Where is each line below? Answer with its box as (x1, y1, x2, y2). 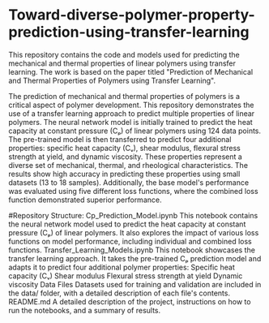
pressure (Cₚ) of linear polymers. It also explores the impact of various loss (8, 227, 259, 237)
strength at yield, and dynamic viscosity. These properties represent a (8, 152, 243, 161)
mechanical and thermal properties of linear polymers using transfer (8, 58, 237, 68)
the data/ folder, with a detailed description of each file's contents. (8, 288, 231, 298)
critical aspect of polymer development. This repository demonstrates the (8, 100, 254, 110)
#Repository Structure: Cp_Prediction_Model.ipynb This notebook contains (8, 210, 258, 220)
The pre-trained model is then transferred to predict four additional (8, 134, 232, 144)
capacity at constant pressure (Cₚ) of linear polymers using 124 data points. (8, 126, 262, 136)
